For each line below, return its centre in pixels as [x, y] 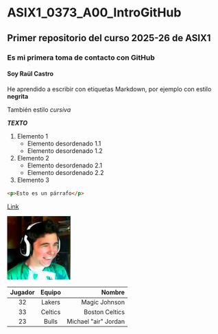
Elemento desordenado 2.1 [65, 165]
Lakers [50, 302]
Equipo [51, 292]
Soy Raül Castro [30, 74]
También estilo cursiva [39, 109]
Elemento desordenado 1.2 [65, 151]
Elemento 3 [33, 180]
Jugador [22, 292]
